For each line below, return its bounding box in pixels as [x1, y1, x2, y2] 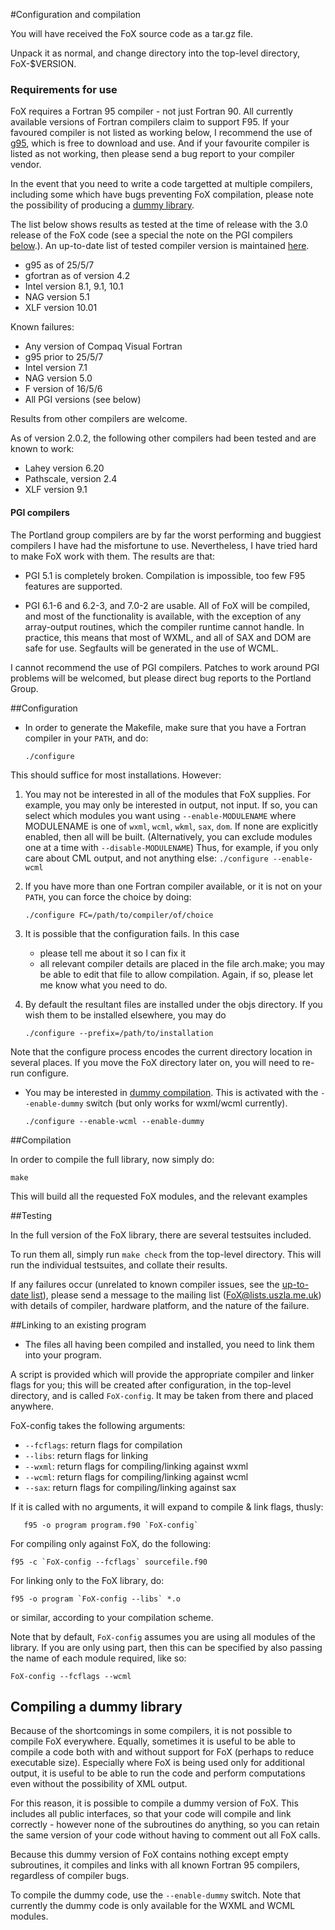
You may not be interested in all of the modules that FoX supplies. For [24, 788, 312, 800]
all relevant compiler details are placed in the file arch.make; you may [39, 957, 325, 969]
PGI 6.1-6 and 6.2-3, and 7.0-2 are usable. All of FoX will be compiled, [24, 599, 311, 611]
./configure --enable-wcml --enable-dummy [24, 1116, 205, 1126]
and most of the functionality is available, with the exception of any [24, 610, 302, 622]
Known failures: [10, 321, 75, 333]
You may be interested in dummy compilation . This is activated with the [24, 1086, 319, 1098]
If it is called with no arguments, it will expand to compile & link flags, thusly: [10, 1500, 324, 1513]
